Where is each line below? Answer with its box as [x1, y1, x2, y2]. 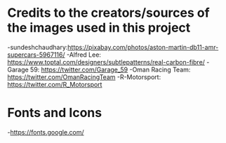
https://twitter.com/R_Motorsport [7, 80, 102, 88]
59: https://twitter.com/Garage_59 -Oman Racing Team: [30, 65, 191, 74]
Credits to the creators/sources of [7, 5, 210, 21]
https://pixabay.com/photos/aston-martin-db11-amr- [67, 43, 219, 51]
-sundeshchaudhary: [7, 43, 68, 51]
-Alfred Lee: [66, 50, 102, 59]
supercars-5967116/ [7, 50, 65, 59]
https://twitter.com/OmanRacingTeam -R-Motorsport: [7, 72, 161, 81]
